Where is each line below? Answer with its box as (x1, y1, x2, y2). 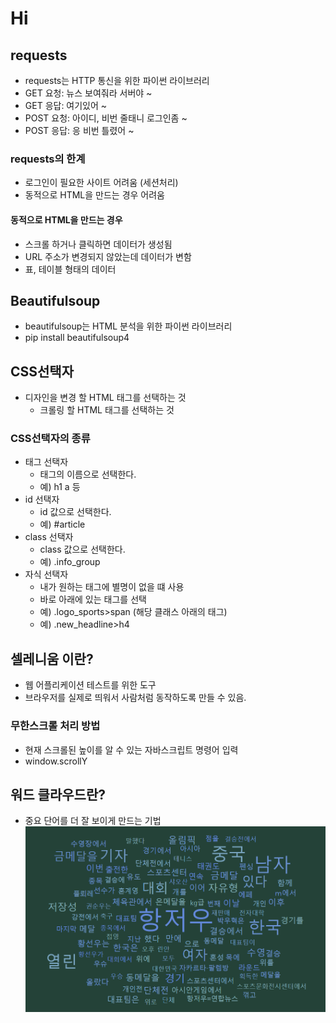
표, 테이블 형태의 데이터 (24, 263, 117, 275)
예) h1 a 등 (39, 481, 81, 493)
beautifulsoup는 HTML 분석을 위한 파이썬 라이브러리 (24, 320, 233, 332)
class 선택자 (24, 531, 74, 543)
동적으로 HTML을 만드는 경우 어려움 (24, 189, 165, 201)
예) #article (39, 518, 86, 531)
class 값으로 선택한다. (39, 543, 126, 556)
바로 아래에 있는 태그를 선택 (39, 593, 147, 606)
